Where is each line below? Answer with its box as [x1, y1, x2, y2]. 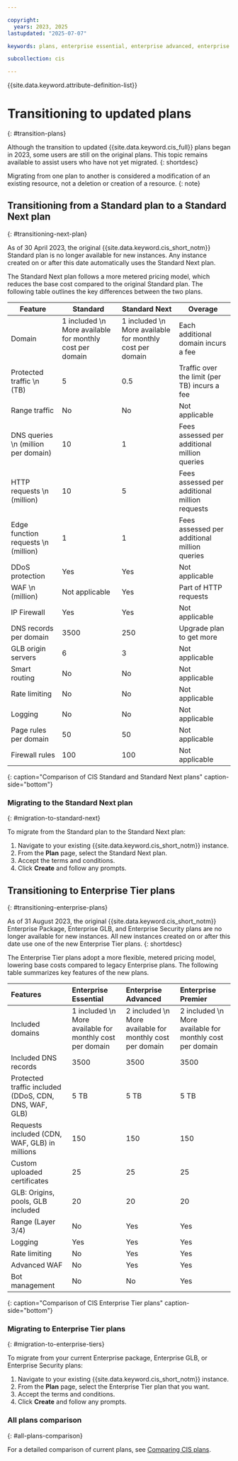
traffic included [11, 1082, 62, 1092]
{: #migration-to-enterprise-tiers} [7, 1340, 105, 1348]
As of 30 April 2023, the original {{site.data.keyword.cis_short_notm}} [7, 243, 211, 252]
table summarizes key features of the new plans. [7, 968, 149, 976]
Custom [11, 1158, 38, 1168]
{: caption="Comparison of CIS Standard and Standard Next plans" [7, 772, 203, 781]
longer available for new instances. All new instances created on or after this [7, 932, 231, 940]
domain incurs [178, 338, 227, 348]
